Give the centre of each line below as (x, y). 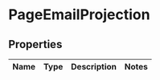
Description (94, 67)
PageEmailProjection (79, 15)
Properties (35, 44)
